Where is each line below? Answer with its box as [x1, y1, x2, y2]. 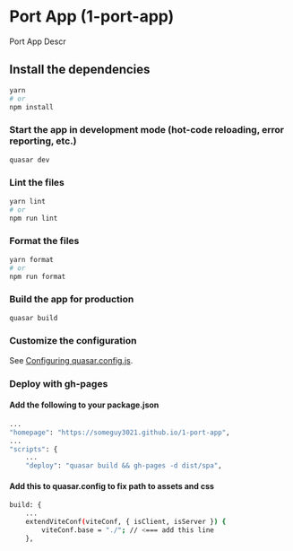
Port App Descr [9, 36, 66, 47]
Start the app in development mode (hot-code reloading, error [9, 124, 285, 136]
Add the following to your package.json [9, 399, 159, 410]
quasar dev [9, 155, 50, 164]
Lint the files [9, 177, 65, 189]
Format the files [9, 235, 80, 248]
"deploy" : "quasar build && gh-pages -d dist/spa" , [25, 461, 222, 470]
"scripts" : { [9, 444, 58, 454]
